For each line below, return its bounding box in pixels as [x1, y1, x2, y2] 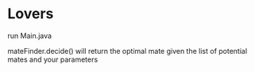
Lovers [7, 5, 54, 23]
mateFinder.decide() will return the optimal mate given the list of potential [7, 46, 248, 55]
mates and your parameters [7, 55, 99, 64]
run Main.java [7, 31, 52, 40]
